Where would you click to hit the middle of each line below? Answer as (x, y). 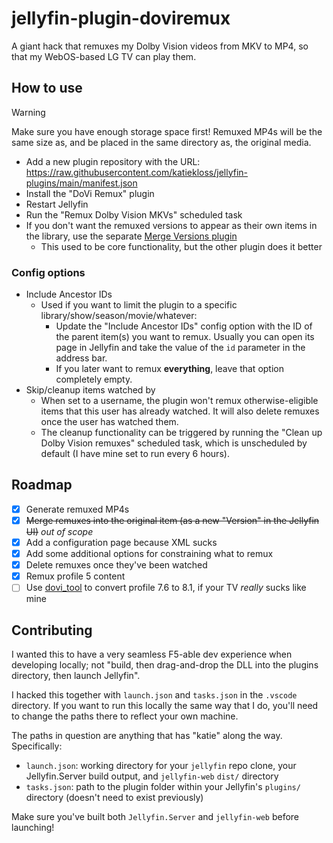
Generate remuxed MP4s (77, 509)
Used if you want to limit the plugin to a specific (139, 305)
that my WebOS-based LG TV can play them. (104, 56)
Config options (48, 272)
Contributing (52, 630)
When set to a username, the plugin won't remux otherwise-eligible (179, 401)
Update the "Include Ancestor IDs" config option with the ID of (184, 326)
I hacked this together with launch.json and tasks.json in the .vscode (154, 695)
